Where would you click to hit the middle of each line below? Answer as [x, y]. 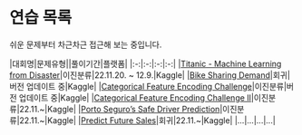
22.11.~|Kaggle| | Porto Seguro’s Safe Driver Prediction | [121, 109]
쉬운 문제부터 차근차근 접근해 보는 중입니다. [86, 44]
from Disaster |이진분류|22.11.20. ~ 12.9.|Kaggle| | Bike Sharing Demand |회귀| [150, 75]
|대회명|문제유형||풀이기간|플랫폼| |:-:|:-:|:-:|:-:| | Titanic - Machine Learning [146, 63]
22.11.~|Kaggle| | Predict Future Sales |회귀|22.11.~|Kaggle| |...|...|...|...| [148, 120]
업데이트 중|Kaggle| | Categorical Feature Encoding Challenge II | [136, 97]
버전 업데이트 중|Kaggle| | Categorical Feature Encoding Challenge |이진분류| [148, 86]
